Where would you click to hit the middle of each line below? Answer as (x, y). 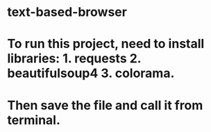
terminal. (34, 120)
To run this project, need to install (106, 44)
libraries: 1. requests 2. (74, 59)
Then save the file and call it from (105, 105)
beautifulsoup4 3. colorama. (91, 73)
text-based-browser (67, 12)
